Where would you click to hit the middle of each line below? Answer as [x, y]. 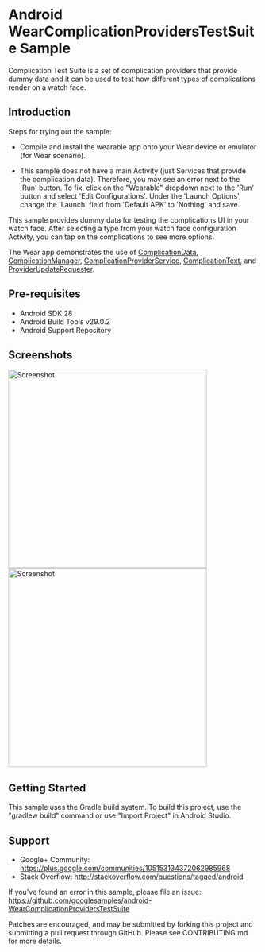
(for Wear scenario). [52, 155]
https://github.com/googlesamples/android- [80, 900]
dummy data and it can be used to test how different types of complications [132, 79]
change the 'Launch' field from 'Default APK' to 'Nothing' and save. [130, 204]
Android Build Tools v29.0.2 [65, 321]
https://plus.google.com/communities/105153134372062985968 [125, 868]
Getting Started [47, 788]
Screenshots [40, 355]
